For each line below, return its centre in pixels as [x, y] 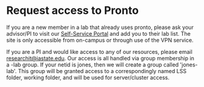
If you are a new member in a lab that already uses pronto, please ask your [100, 27]
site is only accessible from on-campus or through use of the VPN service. [100, 40]
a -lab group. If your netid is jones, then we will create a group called [93, 65]
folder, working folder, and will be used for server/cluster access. [88, 77]
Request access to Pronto [72, 11]
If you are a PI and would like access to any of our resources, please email [100, 51]
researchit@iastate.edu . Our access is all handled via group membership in [100, 58]
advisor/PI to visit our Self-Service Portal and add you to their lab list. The [98, 33]
